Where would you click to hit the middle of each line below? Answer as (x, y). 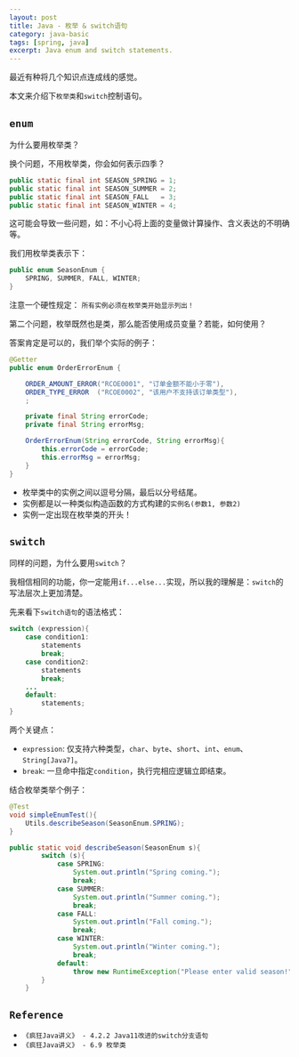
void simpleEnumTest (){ (53, 815)
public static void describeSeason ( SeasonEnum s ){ (105, 847)
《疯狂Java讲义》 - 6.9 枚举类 (74, 1045)
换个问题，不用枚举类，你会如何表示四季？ (87, 163)
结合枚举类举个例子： (48, 790)
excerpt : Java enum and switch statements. (91, 51)
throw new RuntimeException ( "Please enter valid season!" (182, 972)
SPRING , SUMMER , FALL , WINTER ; (83, 278)
